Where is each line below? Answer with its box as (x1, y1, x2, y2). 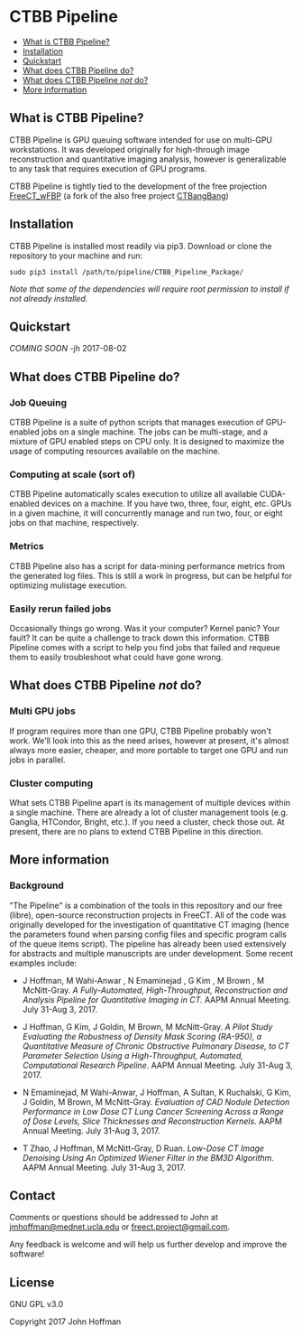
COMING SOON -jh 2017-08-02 (9, 343, 127, 354)
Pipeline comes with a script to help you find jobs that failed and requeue (9, 641, 281, 652)
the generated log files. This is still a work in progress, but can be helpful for (9, 570, 293, 581)
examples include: (9, 958, 78, 968)
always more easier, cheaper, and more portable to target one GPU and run (9, 744, 288, 755)
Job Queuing (9, 396, 68, 408)
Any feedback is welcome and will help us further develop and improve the (9, 1239, 288, 1250)
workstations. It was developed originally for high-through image (9, 144, 250, 154)
